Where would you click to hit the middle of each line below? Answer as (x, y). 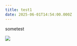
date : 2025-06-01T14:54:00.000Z (38, 14)
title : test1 (19, 10)
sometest (15, 28)
